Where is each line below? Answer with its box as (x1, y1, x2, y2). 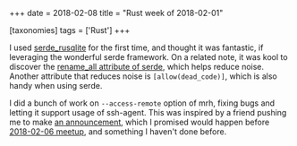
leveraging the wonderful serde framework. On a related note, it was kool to (9, 52, 288, 62)
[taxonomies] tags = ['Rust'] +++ (9, 25, 131, 35)
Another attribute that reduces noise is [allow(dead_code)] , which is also (9, 71, 277, 82)
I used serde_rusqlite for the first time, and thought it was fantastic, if (9, 42, 264, 53)
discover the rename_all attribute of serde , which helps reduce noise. (9, 62, 265, 72)
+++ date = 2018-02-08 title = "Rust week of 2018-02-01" (9, 8, 224, 18)
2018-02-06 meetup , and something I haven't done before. (9, 126, 227, 137)
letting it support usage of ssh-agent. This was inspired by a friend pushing (9, 107, 287, 117)
